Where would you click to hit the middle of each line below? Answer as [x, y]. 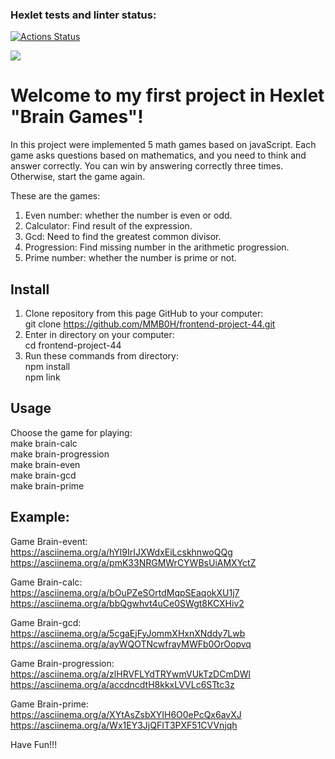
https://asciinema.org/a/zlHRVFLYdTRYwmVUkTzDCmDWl [130, 674]
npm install [47, 367]
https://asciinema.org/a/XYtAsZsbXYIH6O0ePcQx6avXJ [126, 714]
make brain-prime [47, 485]
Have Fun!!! [34, 744]
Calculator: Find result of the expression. [108, 226]
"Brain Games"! [77, 117]
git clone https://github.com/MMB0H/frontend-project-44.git [150, 324]
